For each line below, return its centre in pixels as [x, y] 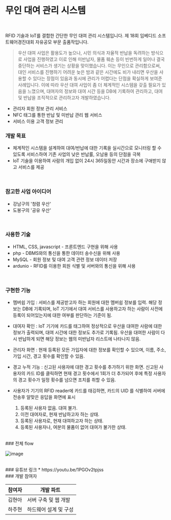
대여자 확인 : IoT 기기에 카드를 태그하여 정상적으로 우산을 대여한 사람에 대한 [87, 326]
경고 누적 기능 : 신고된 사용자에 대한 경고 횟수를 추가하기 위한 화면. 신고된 [85, 367]
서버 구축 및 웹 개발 [49, 500]
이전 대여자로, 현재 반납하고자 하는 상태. [60, 415]
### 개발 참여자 [21, 476]
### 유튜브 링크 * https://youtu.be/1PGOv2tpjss [54, 470]
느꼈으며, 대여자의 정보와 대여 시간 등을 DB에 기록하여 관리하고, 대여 [95, 91]
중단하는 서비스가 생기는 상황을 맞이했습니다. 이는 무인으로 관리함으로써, [89, 66]
